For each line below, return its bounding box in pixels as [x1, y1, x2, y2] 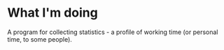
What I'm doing [7, 5, 98, 21]
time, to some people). [7, 35, 72, 43]
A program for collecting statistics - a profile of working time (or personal [7, 28, 218, 36]
